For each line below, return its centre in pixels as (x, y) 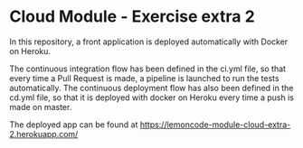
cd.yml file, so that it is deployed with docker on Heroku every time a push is (151, 97)
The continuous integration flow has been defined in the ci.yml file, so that (148, 69)
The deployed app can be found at (74, 125)
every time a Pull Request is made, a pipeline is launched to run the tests (144, 78)
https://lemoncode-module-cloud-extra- (215, 125)
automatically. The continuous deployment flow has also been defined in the (151, 88)
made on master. (41, 106)
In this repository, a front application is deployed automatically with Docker (149, 42)
